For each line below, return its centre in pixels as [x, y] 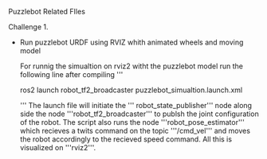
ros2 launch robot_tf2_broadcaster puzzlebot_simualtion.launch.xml [131, 90]
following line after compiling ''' [71, 74]
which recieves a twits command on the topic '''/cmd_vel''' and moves [135, 131]
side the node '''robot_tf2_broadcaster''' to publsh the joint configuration [139, 114]
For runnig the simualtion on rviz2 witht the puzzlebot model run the [132, 66]
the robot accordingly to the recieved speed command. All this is [126, 139]
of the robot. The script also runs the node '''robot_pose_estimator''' [132, 122]
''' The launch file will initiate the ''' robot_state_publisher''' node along [136, 105]
